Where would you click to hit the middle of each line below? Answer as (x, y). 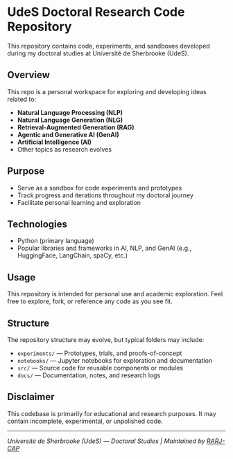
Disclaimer (31, 397)
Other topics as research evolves (64, 149)
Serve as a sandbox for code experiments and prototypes (100, 188)
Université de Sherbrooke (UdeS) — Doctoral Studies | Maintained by (106, 441)
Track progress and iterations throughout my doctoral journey (105, 195)
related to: (22, 99)
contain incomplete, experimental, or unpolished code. (85, 421)
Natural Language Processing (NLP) (70, 112)
